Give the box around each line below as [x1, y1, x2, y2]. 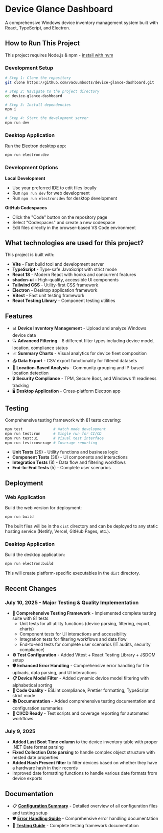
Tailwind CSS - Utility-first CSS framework [12, 282, 99, 288]
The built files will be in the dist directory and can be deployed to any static [5, 523, 158, 529]
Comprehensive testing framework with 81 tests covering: [5, 417, 121, 423]
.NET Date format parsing [12, 744, 64, 750]
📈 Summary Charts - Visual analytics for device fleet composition [12, 351, 147, 356]
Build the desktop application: [5, 552, 65, 557]
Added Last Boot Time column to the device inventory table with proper [12, 739, 158, 745]
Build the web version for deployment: [5, 505, 82, 511]
